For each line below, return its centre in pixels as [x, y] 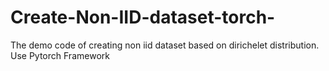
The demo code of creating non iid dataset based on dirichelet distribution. [165, 45]
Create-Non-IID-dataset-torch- [143, 17]
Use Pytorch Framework [60, 55]
